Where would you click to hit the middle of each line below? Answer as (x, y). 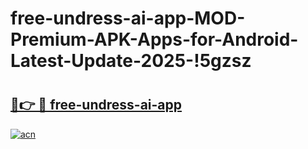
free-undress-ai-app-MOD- (128, 18)
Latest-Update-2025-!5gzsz (131, 61)
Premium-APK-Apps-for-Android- (154, 39)
